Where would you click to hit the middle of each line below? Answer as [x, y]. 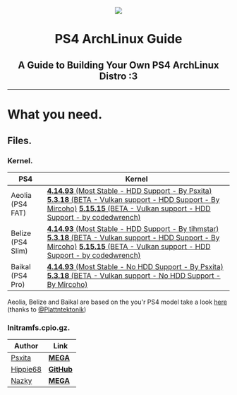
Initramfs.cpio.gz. [39, 327]
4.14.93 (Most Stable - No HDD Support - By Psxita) [135, 266]
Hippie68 [26, 370]
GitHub [60, 370]
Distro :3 [119, 76]
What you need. [55, 115]
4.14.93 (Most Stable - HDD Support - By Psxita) [129, 191]
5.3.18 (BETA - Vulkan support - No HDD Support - [134, 276]
